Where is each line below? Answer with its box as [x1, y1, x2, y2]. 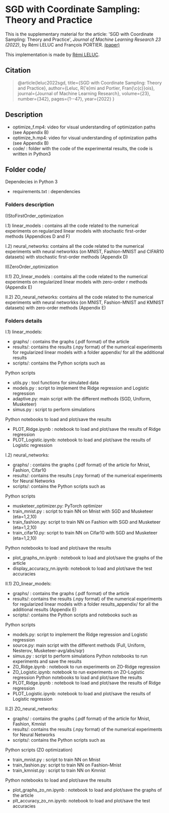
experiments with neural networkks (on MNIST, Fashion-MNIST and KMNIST [5, 299, 164, 305]
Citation [5, 66, 31, 75]
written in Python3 [12, 151, 51, 157]
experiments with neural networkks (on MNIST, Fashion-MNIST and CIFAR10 [5, 248, 164, 254]
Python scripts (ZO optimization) [5, 747, 73, 753]
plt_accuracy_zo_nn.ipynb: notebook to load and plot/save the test [12, 797, 150, 803]
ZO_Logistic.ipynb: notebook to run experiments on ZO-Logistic [12, 669, 145, 675]
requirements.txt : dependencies [12, 189, 81, 195]
